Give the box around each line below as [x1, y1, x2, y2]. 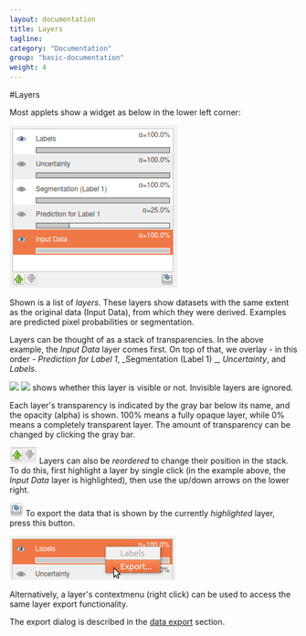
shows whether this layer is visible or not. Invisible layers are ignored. [31, 382, 294, 393]
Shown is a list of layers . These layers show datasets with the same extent [9, 297, 290, 308]
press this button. [9, 517, 76, 528]
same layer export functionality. [9, 599, 129, 609]
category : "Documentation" [9, 44, 112, 53]
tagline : [9, 34, 43, 43]
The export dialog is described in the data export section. [9, 617, 226, 627]
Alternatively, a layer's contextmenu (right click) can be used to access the [9, 589, 291, 599]
